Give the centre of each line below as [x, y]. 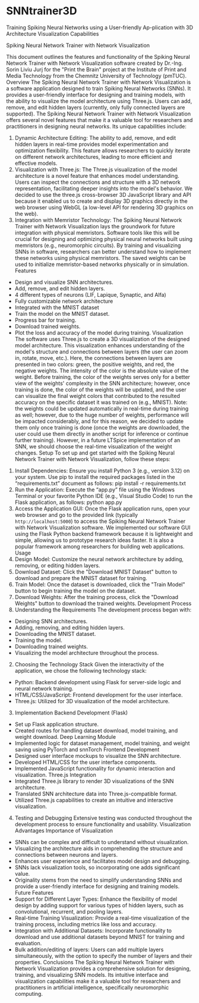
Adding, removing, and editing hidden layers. [70, 627]
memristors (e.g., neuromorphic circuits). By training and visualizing [98, 245]
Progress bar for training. [45, 320]
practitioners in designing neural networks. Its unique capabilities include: [97, 126]
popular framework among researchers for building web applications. [99, 546]
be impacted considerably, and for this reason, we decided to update [99, 421]
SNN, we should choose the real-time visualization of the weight [93, 446]
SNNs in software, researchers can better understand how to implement [103, 252]
